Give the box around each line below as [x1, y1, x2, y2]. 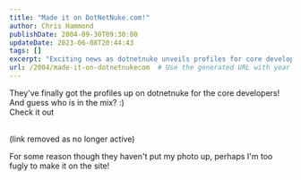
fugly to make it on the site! [9, 160, 110, 171]
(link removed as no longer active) [9, 133, 135, 144]
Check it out [9, 107, 55, 117]
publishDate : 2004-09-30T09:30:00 [9, 30, 139, 39]
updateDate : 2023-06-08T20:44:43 [9, 38, 134, 47]
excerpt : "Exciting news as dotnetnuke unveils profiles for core [9, 55, 262, 64]
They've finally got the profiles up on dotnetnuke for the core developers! [9, 87, 280, 99]
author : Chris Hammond [9, 21, 94, 30]
